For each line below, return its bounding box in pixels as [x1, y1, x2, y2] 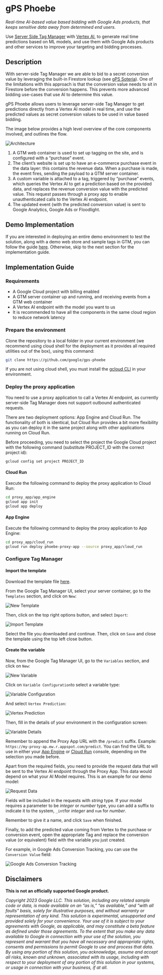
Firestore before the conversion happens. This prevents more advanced [5, 86, 149, 92]
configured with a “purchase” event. [12, 155, 85, 161]
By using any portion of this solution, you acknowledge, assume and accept [5, 949, 158, 955]
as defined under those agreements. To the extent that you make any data [5, 928, 155, 934]
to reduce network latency [12, 314, 65, 321]
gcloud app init [5, 499, 38, 504]
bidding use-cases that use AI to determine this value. [5, 91, 114, 97]
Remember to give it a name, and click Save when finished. [5, 817, 123, 823]
